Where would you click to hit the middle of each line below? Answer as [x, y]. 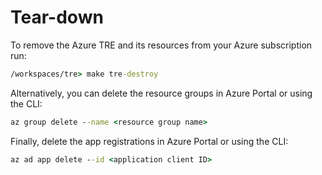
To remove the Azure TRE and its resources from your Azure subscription [161, 45]
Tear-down [57, 17]
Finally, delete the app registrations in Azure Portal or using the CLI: [149, 141]
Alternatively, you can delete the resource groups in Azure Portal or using [161, 93]
